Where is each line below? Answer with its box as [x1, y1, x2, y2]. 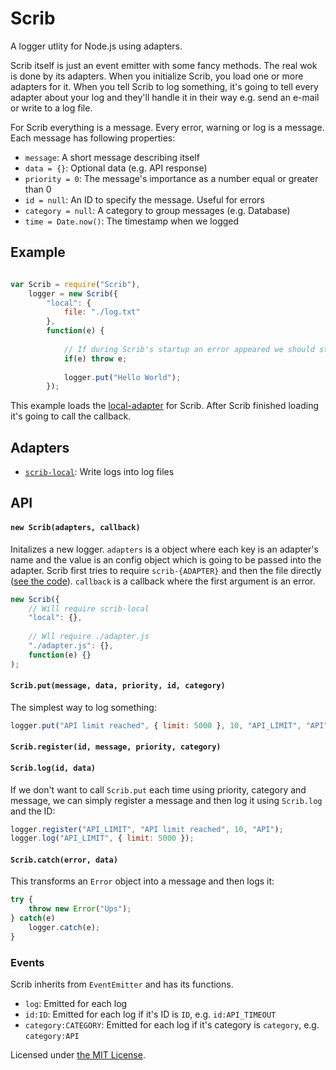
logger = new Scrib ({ [28, 288, 118, 299]
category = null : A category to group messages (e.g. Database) [24, 204, 291, 216]
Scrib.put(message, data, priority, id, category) [10, 681, 226, 691]
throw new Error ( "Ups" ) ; [28, 904, 132, 914]
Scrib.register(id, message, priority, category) [10, 742, 222, 752]
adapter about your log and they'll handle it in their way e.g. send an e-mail [10, 91, 320, 103]
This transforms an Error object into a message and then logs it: [10, 875, 275, 887]
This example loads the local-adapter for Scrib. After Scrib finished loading [10, 400, 319, 412]
